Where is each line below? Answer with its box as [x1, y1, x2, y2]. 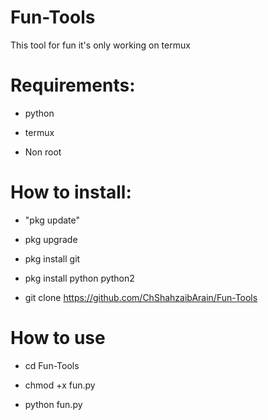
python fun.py [24, 398, 83, 410]
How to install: [10, 181, 132, 204]
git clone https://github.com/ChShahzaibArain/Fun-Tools [24, 291, 258, 303]
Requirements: [10, 74, 136, 97]
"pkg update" [24, 214, 80, 226]
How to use [10, 327, 106, 349]
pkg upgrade [24, 233, 78, 245]
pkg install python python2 [24, 272, 135, 284]
